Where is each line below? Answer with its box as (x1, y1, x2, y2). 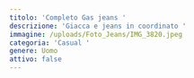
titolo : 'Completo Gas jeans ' (9, 13, 127, 22)
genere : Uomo (9, 47, 58, 56)
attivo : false (9, 55, 63, 64)
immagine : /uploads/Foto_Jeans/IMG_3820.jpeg (9, 30, 182, 39)
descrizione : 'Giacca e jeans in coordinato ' (9, 22, 187, 30)
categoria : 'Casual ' (9, 38, 91, 48)
